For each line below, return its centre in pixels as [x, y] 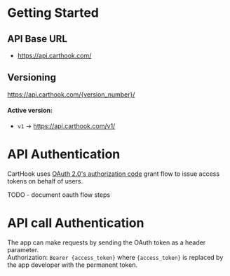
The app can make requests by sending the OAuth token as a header [107, 242]
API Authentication [64, 154]
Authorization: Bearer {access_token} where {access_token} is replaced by [115, 257]
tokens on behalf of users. [45, 181]
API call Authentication [76, 223]
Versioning [32, 77]
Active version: [30, 111]
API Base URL [38, 39]
